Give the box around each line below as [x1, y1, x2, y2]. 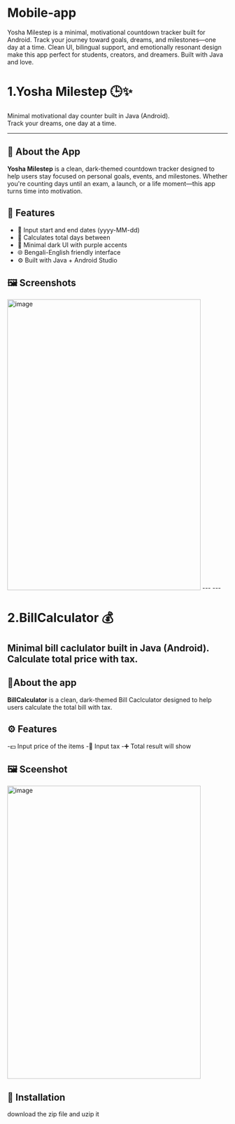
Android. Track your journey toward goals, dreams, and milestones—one [7, 35, 217, 43]
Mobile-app [7, 5, 77, 21]
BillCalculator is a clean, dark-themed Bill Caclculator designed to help [7, 695, 212, 704]
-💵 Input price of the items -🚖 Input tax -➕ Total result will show [7, 742, 191, 750]
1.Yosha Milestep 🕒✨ [7, 84, 133, 99]
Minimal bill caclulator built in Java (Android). [7, 642, 210, 654]
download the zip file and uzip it [7, 1110, 99, 1118]
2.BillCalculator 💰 [7, 610, 114, 626]
